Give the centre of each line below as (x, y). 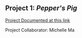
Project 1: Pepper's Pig (41, 8)
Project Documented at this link (38, 20)
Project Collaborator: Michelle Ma (40, 30)
